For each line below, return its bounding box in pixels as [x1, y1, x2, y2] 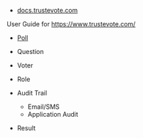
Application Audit [27, 110, 79, 118]
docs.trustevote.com [16, 6, 78, 14]
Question [16, 48, 44, 55]
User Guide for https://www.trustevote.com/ [6, 20, 136, 28]
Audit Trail [16, 89, 48, 97]
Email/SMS [27, 102, 60, 111]
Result [16, 124, 36, 132]
